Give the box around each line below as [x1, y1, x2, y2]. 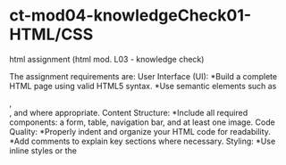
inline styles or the [9, 144, 78, 156]
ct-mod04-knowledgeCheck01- [9, 5, 252, 26]
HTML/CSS [9, 24, 94, 45]
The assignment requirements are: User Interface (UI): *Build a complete [9, 70, 278, 81]
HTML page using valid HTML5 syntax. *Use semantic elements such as [9, 80, 277, 91]
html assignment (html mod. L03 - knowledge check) [9, 54, 205, 64]
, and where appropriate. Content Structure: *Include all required [9, 107, 248, 118]
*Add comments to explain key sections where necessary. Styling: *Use [9, 136, 276, 146]
